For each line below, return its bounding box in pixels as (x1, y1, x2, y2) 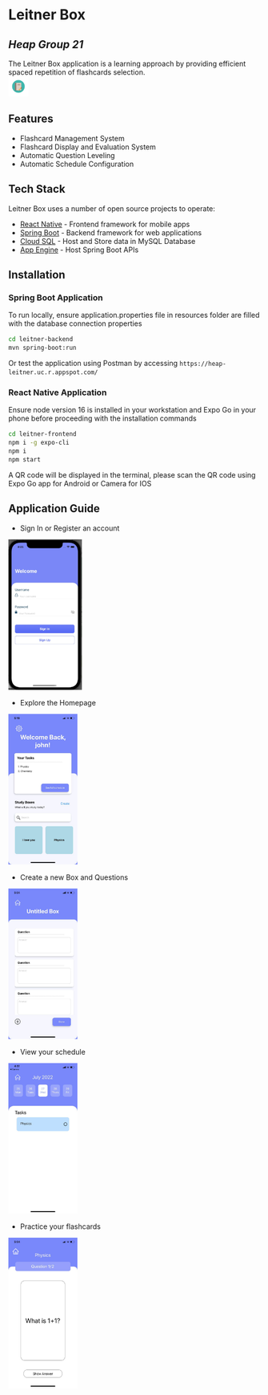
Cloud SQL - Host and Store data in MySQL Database (19, 236, 196, 246)
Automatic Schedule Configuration (19, 159, 134, 169)
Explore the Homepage (19, 697, 96, 707)
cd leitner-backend (8, 336, 74, 344)
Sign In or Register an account (19, 523, 120, 533)
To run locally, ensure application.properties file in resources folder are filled (8, 311, 260, 320)
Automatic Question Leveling (19, 150, 115, 160)
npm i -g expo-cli (8, 439, 70, 447)
